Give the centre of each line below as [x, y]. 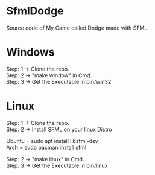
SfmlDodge [35, 11]
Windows [30, 52]
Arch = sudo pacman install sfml [46, 147]
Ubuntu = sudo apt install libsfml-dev [52, 141]
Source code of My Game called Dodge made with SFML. [78, 28]
